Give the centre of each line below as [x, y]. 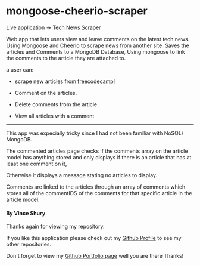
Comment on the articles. [46, 93]
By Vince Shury [26, 213]
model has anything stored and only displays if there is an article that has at [99, 157]
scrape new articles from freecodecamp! [65, 81]
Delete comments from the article [56, 104]
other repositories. [29, 244]
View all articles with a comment [54, 116]
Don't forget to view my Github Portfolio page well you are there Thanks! [95, 256]
